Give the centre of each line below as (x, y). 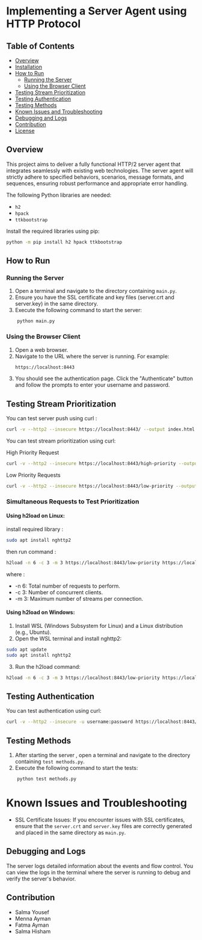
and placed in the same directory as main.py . (70, 832)
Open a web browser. (41, 349)
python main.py (36, 321)
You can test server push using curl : (52, 419)
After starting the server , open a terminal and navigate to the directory (103, 755)
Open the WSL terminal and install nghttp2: (68, 638)
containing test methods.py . (50, 761)
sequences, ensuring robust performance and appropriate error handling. (97, 183)
